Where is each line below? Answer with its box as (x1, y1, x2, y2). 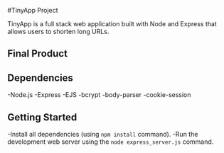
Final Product (7, 47, 68, 59)
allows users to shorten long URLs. (7, 28, 110, 35)
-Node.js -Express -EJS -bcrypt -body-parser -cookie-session (7, 91, 191, 99)
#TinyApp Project (7, 6, 58, 14)
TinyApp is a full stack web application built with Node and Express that (7, 20, 217, 28)
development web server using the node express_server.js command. (7, 137, 214, 146)
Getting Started (7, 111, 78, 123)
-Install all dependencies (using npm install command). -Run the (7, 130, 198, 139)
